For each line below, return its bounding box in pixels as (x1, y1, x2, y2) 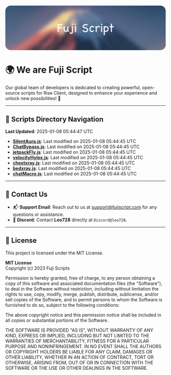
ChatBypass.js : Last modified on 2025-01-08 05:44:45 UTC (12, 143, 140, 150)
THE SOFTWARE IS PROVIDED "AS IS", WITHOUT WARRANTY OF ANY (5, 327, 154, 333)
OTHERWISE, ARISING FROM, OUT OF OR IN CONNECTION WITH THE (5, 359, 154, 365)
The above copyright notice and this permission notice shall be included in (5, 311, 161, 318)
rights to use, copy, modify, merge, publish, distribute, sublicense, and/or (5, 291, 159, 297)
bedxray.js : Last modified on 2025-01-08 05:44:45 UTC (12, 165, 131, 171)
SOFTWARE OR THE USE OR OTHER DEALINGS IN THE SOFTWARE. (5, 365, 148, 371)
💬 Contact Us (5, 190, 48, 199)
